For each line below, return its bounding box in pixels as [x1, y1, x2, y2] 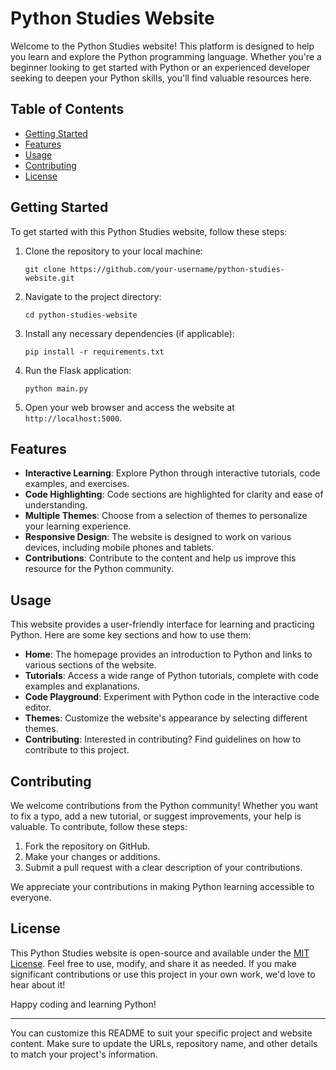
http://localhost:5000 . [24, 412, 123, 424]
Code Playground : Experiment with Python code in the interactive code [24, 691, 320, 703]
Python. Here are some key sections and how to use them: [10, 629, 252, 641]
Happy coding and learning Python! [10, 998, 157, 1010]
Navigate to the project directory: [24, 290, 162, 302]
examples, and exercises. [24, 478, 130, 490]
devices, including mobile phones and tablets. [24, 542, 215, 554]
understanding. [24, 499, 88, 511]
